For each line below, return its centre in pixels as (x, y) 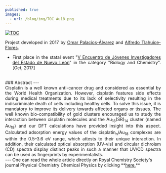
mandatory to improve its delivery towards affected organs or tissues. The (83, 109)
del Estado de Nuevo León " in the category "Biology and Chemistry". (86, 63)
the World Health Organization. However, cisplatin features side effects (83, 93)
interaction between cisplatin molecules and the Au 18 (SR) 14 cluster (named (83, 120)
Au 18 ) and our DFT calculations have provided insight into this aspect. (83, 127)
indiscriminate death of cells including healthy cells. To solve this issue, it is (83, 104)
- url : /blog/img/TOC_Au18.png (42, 19)
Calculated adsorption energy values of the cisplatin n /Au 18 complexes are (83, 133)
